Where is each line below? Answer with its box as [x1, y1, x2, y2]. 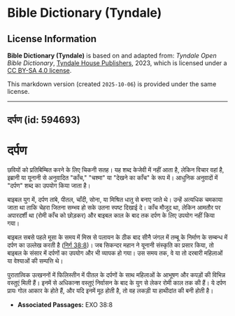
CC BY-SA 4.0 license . [7, 67, 72, 74]
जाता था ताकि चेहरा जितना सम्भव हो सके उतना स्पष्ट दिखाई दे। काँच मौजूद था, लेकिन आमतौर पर [7, 203, 221, 212]
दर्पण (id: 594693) [7, 114, 80, 126]
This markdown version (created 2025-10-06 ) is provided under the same [7, 80, 217, 88]
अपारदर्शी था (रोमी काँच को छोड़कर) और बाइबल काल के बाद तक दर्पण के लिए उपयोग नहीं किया [7, 212, 215, 220]
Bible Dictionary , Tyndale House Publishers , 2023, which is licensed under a [7, 59, 227, 67]
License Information [7, 33, 97, 45]
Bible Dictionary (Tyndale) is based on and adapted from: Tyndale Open [7, 51, 217, 60]
